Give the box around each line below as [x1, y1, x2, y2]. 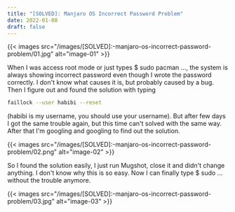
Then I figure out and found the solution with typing [7, 85, 156, 94]
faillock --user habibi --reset [7, 99, 102, 106]
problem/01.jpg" [7, 50, 54, 58]
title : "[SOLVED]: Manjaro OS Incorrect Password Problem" [7, 10, 184, 17]
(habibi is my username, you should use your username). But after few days [7, 112, 226, 120]
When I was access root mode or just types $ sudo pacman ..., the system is [7, 64, 228, 72]
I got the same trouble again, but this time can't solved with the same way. [7, 120, 222, 128]
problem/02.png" [7, 148, 58, 156]
